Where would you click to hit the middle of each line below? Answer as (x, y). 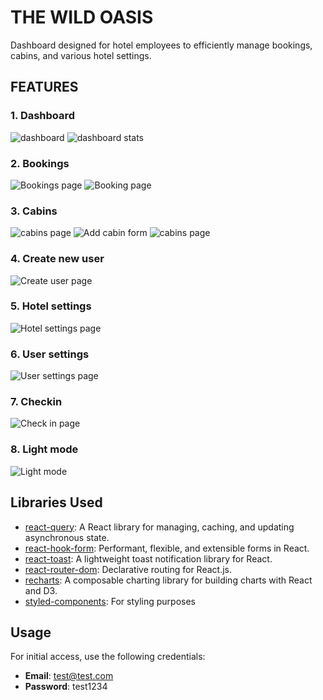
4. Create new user (57, 259)
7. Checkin (36, 402)
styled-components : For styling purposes (110, 601)
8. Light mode (44, 449)
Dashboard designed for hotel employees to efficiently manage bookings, (161, 45)
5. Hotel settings (51, 306)
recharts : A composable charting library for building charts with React (168, 580)
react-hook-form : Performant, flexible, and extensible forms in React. (167, 548)
